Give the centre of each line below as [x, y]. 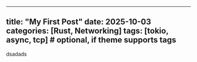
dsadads [17, 54]
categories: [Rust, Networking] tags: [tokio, [87, 31]
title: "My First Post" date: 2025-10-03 [79, 22]
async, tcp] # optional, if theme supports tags [91, 40]
